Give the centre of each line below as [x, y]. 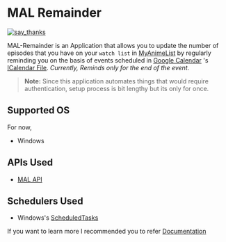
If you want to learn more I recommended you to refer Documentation [107, 232]
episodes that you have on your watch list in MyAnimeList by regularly [110, 53]
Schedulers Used [45, 201]
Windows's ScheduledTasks [58, 218]
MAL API [30, 179]
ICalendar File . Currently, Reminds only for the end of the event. [98, 67]
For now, [20, 127]
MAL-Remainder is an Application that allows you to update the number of [113, 45]
